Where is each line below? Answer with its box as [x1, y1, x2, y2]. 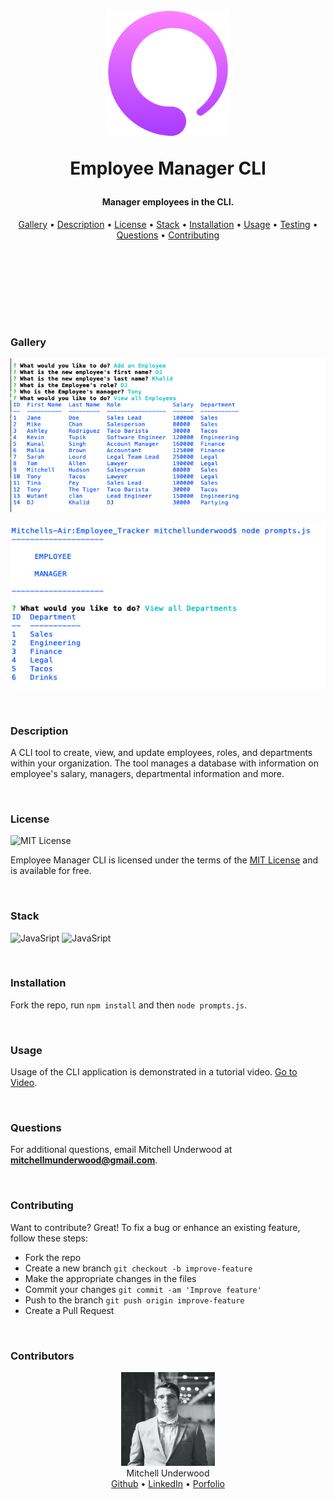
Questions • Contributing [116, 229, 220, 241]
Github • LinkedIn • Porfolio [111, 1478, 225, 1489]
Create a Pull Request [24, 1304, 115, 1316]
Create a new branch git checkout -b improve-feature [24, 1262, 253, 1274]
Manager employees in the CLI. [101, 196, 235, 208]
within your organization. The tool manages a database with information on [10, 757, 319, 769]
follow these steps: [10, 1232, 88, 1244]
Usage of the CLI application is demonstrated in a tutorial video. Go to [10, 1066, 298, 1078]
